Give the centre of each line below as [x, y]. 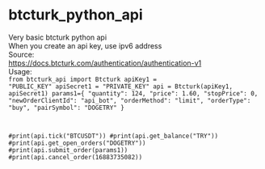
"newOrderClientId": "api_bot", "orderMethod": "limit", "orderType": [130, 100]
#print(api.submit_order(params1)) [68, 150]
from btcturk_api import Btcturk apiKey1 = [83, 79]
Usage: [20, 71]
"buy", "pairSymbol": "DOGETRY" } [67, 108]
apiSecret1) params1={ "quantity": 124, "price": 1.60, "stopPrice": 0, [133, 93]
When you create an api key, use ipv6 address [85, 45]
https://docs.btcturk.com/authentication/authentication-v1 [105, 63]
